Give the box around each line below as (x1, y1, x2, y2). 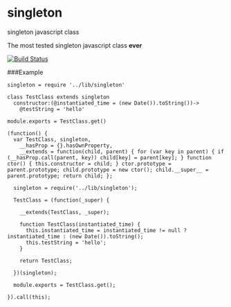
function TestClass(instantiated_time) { (19, 220, 140, 228)
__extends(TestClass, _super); (19, 209, 110, 216)
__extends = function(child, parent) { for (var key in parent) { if (19, 148, 225, 155)
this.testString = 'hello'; (25, 239, 107, 246)
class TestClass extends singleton (7, 94, 110, 100)
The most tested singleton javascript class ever (7, 41, 142, 49)
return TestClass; (19, 257, 73, 264)
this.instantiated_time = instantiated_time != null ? (25, 227, 187, 234)
